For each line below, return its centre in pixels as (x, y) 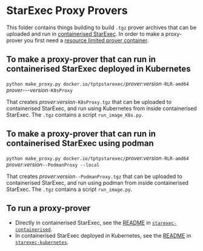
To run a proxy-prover (48, 208)
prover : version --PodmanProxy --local (53, 164)
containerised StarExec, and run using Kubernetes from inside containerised (101, 108)
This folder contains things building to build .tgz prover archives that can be (101, 27)
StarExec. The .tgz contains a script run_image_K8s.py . (75, 115)
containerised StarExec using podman (80, 143)
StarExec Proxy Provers (67, 11)
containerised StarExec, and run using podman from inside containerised (98, 182)
